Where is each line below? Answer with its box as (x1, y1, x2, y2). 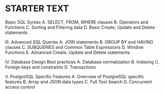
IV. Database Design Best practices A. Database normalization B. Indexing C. (5, 59, 160, 65)
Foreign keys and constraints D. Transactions (5, 64, 96, 70)
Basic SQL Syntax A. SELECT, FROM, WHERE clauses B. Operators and (5, 19, 148, 25)
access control (5, 84, 35, 90)
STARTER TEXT (5, 3, 70, 14)
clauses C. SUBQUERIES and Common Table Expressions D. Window (5, 44, 144, 50)
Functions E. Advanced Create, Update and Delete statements (5, 49, 130, 55)
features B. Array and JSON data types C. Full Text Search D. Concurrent (5, 79, 152, 85)
